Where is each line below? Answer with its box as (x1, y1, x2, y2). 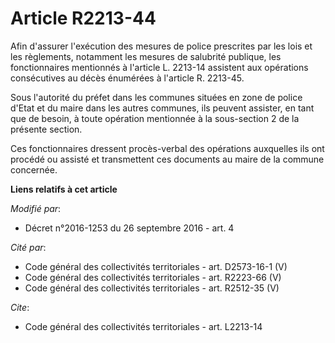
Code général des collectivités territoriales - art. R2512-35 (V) (24, 282, 280, 294)
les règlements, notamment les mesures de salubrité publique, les (10, 50, 282, 62)
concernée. (10, 163, 58, 176)
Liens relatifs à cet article (10, 183, 118, 195)
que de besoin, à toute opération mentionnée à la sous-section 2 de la (10, 112, 300, 124)
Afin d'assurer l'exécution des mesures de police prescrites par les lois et (10, 40, 313, 52)
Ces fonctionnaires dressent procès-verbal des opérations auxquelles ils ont (10, 142, 325, 154)
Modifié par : (10, 202, 62, 214)
